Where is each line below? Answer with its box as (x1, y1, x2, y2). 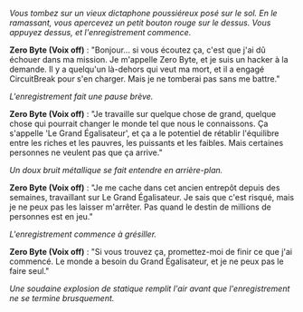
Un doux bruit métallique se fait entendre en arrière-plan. (9, 165, 223, 175)
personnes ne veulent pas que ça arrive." (9, 147, 163, 158)
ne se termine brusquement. (9, 293, 115, 303)
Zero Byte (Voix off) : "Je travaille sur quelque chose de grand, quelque (9, 109, 277, 119)
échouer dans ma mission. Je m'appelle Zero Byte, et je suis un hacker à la (9, 54, 289, 64)
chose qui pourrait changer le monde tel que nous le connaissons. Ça (9, 118, 269, 129)
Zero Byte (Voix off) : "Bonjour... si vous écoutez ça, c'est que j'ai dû (9, 44, 266, 55)
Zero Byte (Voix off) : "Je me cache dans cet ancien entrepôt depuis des (9, 182, 280, 193)
